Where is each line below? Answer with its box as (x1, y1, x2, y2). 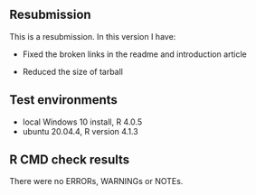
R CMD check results (9, 153, 130, 168)
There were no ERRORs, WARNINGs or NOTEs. (9, 176, 184, 187)
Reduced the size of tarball (22, 66, 124, 77)
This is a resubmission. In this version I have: (9, 31, 176, 42)
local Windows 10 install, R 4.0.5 (22, 116, 143, 127)
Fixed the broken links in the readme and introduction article (22, 49, 247, 60)
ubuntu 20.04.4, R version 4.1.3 (22, 125, 138, 136)
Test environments (9, 92, 118, 107)
